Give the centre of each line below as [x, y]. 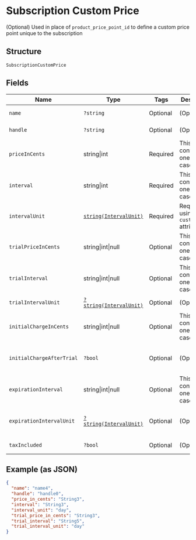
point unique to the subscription [44, 33]
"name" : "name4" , [32, 489]
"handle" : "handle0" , [38, 494]
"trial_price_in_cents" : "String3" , [56, 515]
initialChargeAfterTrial [43, 358]
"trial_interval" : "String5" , [48, 521]
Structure [24, 52]
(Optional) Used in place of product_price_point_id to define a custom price [98, 27]
